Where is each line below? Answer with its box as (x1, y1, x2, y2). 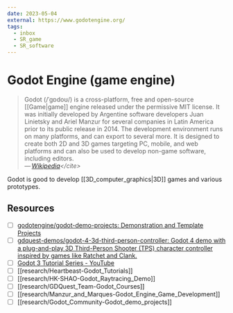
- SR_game (13, 36, 42, 43)
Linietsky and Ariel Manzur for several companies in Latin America (24, 117, 214, 126)
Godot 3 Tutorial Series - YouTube (17, 258, 115, 267)
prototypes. (7, 182, 40, 191)
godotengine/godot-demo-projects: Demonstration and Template (17, 221, 204, 229)
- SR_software (13, 42, 54, 49)
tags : (7, 23, 23, 30)
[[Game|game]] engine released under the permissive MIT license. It (24, 102, 220, 111)
